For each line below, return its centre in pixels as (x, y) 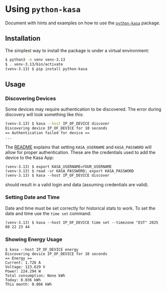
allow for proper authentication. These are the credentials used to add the (81, 152)
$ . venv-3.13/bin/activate (34, 64)
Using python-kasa (43, 9)
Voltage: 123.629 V (25, 267)
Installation (23, 38)
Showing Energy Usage (34, 239)
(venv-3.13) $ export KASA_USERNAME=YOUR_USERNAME (58, 167)
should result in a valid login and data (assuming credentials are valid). (77, 184)
